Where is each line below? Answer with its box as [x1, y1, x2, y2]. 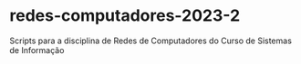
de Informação [9, 44, 65, 55]
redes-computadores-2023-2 [9, 5, 241, 26]
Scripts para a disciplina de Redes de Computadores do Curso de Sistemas [9, 35, 292, 46]
